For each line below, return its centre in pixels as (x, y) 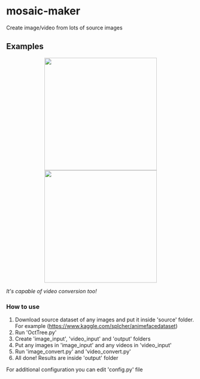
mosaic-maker (43, 11)
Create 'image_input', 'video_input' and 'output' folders (83, 339)
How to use (23, 306)
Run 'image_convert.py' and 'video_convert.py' (73, 351)
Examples (25, 46)
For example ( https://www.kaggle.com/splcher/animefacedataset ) (96, 326)
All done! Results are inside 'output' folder (66, 358)
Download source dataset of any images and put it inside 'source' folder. (104, 320)
